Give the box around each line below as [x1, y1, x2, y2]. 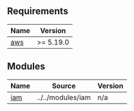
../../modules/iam [36, 92, 91, 102]
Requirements [7, 5, 68, 17]
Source [51, 81, 77, 90]
